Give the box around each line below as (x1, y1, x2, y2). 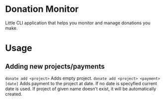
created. (5, 91, 22, 97)
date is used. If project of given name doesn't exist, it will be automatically (5, 86, 157, 92)
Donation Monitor (5, 3, 79, 15)
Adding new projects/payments (5, 62, 105, 70)
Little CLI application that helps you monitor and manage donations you (5, 20, 151, 26)
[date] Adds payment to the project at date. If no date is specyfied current (5, 80, 157, 86)
